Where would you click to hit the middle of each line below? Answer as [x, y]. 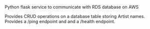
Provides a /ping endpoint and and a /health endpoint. [60, 22]
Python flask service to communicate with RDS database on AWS [72, 7]
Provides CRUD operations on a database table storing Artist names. [75, 16]
